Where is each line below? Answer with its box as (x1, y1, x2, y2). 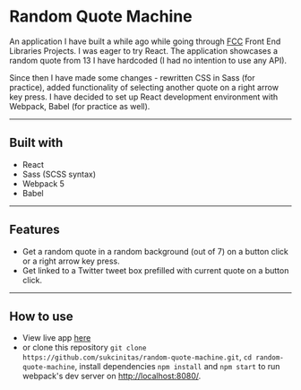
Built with (9, 135, 64, 151)
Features (9, 222, 60, 238)
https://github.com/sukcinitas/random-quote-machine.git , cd (21, 351, 253, 362)
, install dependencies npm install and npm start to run (74, 361, 280, 372)
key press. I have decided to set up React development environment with (9, 91, 279, 102)
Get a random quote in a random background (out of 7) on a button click (21, 246, 289, 256)
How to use (9, 308, 73, 324)
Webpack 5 (21, 178, 65, 189)
